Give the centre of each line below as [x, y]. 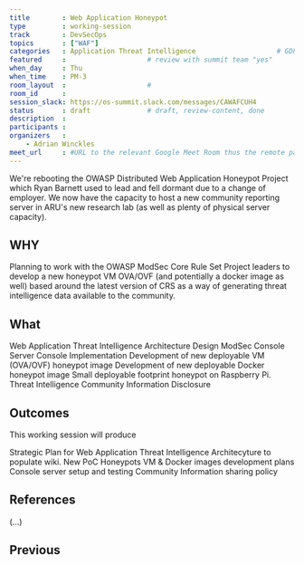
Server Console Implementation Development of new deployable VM [137, 356]
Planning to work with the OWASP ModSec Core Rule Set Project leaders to [150, 267]
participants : [38, 128]
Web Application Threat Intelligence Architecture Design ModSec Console [147, 346]
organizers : [38, 136]
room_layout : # [81, 85]
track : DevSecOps [58, 34]
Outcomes [39, 413]
